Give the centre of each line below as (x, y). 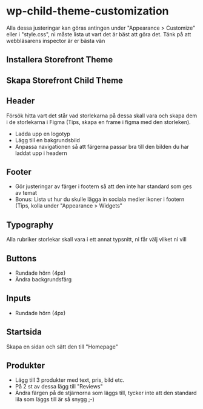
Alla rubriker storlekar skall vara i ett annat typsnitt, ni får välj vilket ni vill (96, 240)
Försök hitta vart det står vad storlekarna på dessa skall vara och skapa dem (102, 116)
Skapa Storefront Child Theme (65, 80)
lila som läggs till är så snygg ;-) (55, 399)
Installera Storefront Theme (60, 60)
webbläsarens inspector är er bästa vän (56, 41)
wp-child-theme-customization (88, 11)
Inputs (19, 299)
